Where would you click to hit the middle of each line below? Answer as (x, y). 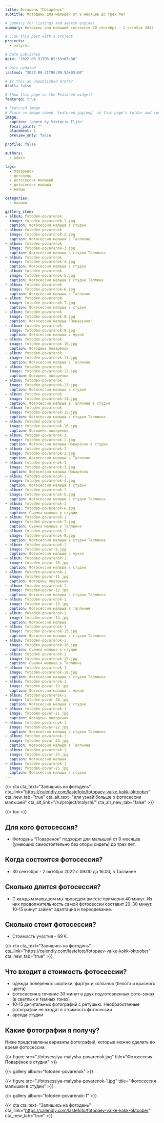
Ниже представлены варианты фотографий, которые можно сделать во (80, 1042)
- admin (17, 157)
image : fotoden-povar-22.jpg (39, 727)
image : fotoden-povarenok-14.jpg (43, 399)
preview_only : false (30, 135)
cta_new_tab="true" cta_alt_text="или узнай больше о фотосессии (73, 797)
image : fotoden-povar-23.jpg (39, 741)
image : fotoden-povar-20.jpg (39, 700)
